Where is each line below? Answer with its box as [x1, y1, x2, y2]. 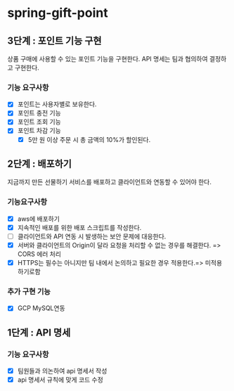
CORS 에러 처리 [17, 250, 62, 258]
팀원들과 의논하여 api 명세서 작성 [17, 367, 108, 376]
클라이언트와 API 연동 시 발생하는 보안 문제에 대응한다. [17, 232, 167, 241]
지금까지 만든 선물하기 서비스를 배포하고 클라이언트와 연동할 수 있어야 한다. [7, 178, 212, 186]
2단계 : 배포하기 [7, 158, 72, 169]
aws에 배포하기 [17, 214, 60, 223]
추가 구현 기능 [7, 286, 51, 296]
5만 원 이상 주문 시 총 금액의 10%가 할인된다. [27, 135, 151, 143]
